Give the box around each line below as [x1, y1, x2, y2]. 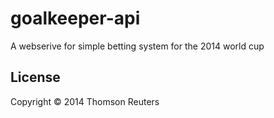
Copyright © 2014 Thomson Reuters [10, 95, 160, 107]
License [10, 69, 61, 86]
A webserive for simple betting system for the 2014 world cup [10, 40, 265, 52]
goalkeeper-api [10, 7, 141, 30]
